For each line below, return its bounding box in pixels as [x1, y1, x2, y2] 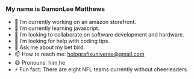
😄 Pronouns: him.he [14, 59, 66, 66]
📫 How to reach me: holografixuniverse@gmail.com [14, 50, 145, 58]
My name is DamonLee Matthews [5, 5, 105, 13]
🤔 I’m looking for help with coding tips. [14, 38, 110, 45]
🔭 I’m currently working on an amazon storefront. [14, 19, 136, 26]
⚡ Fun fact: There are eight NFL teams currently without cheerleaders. [14, 66, 189, 73]
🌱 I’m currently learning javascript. [14, 25, 100, 32]
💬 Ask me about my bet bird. [14, 44, 86, 51]
